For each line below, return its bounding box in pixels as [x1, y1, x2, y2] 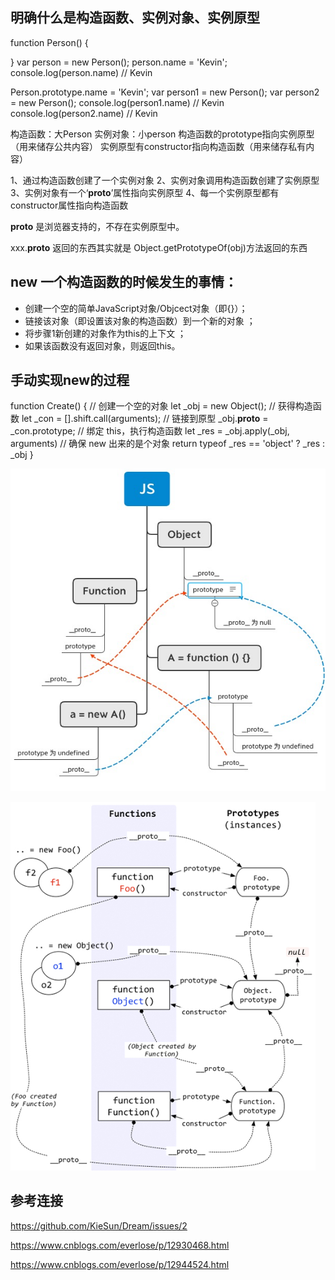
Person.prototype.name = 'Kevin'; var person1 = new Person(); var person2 [10, 86, 320, 98]
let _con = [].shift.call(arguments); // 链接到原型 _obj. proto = [21, 413, 269, 425]
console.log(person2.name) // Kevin [10, 107, 158, 119]
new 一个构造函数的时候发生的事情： [10, 274, 238, 291]
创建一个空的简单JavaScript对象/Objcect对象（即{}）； [24, 302, 248, 314]
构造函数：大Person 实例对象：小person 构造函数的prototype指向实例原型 [10, 128, 315, 140]
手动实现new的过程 [10, 372, 130, 389]
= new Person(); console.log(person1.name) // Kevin [10, 96, 225, 108]
